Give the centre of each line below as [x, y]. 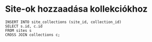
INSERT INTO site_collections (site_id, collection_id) [63, 22]
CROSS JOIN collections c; [33, 35]
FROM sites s [18, 30]
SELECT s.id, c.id [24, 26]
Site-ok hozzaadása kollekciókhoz [76, 9]
